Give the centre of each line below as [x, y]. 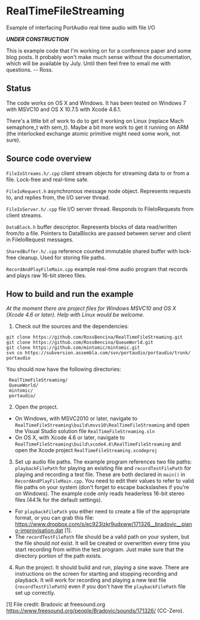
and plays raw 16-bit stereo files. [46, 275]
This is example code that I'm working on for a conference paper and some [99, 50]
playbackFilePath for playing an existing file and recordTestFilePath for [103, 468]
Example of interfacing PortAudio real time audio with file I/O [81, 27]
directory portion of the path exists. [59, 556]
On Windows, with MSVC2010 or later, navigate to [76, 419]
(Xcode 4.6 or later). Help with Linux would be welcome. [75, 315]
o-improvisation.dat [39, 530]
